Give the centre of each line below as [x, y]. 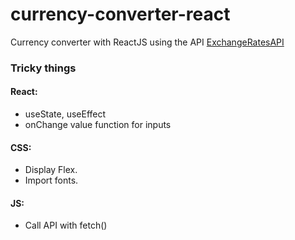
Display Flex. [51, 170]
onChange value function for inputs [98, 125]
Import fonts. [51, 180]
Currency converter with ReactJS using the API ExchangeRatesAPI [147, 42]
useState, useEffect [65, 114]
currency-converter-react [120, 14]
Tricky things [43, 68]
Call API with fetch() [66, 225]
